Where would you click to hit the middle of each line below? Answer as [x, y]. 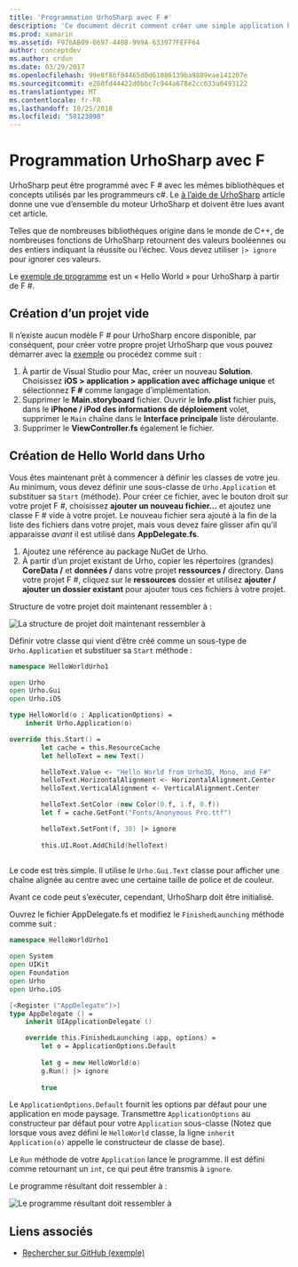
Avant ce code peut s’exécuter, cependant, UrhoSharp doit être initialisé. [141, 897]
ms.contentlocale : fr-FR [55, 100]
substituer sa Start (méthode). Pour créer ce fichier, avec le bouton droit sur [149, 496]
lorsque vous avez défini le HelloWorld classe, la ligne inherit [122, 1133]
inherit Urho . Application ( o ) [79, 724]
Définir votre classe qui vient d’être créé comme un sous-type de [128, 640]
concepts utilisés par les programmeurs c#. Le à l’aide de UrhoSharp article [147, 195]
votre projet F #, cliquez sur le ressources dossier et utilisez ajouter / [149, 580]
